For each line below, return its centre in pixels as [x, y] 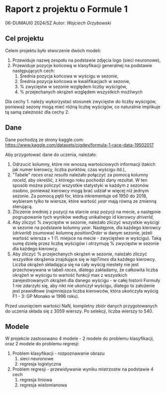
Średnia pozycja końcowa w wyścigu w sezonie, [69, 76]
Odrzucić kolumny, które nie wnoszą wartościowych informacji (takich [84, 164]
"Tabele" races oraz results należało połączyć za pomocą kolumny [80, 174]
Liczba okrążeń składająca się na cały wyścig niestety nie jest [75, 264]
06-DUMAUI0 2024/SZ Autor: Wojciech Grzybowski [58, 23]
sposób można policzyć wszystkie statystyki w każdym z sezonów [80, 185]
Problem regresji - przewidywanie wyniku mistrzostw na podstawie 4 [83, 369]
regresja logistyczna [40, 364]
